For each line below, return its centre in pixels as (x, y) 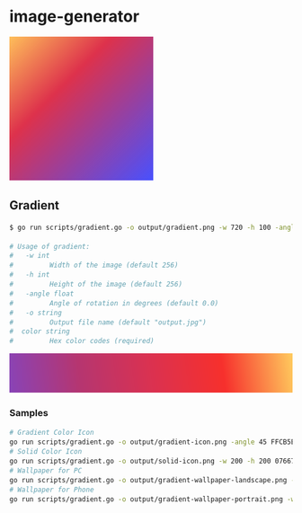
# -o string (36, 313)
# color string (40, 332)
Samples (29, 413)
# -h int (30, 275)
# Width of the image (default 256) (94, 265)
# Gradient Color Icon (52, 433)
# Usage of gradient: (50, 246)
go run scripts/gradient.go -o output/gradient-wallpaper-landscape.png (148, 480)
